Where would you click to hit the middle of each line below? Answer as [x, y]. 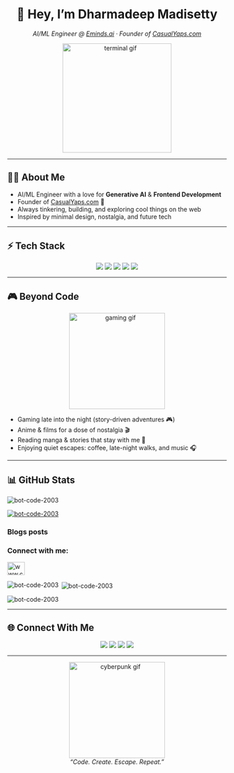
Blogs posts [28, 532]
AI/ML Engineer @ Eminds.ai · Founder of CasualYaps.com [117, 34]
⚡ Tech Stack [36, 246]
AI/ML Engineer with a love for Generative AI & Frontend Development [119, 194]
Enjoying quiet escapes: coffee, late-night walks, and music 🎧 [107, 448]
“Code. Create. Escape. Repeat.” [117, 762]
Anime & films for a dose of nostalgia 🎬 [73, 430]
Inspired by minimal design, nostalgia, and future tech [94, 217]
